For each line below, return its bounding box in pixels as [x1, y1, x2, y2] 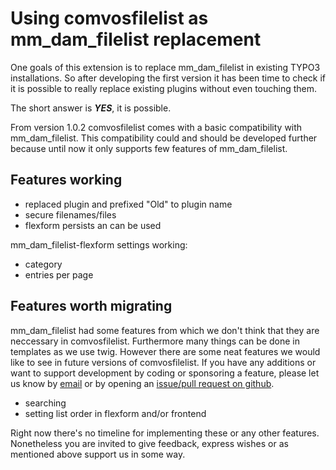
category [24, 258, 63, 270]
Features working [10, 172, 123, 189]
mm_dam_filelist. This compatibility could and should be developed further [10, 132, 318, 144]
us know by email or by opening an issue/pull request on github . [10, 377, 275, 389]
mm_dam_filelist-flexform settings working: [10, 238, 188, 251]
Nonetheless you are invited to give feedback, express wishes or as [10, 437, 289, 449]
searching [24, 397, 67, 409]
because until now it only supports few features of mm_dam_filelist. [10, 142, 288, 154]
